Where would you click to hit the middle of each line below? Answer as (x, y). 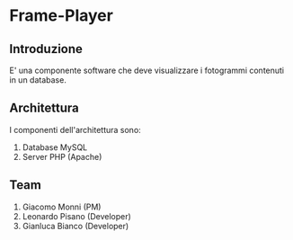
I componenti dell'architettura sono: (75, 129)
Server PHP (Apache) (62, 156)
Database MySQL (55, 147)
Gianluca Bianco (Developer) (75, 226)
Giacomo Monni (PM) (62, 207)
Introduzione (46, 49)
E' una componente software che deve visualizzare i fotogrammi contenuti (147, 70)
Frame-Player (62, 16)
